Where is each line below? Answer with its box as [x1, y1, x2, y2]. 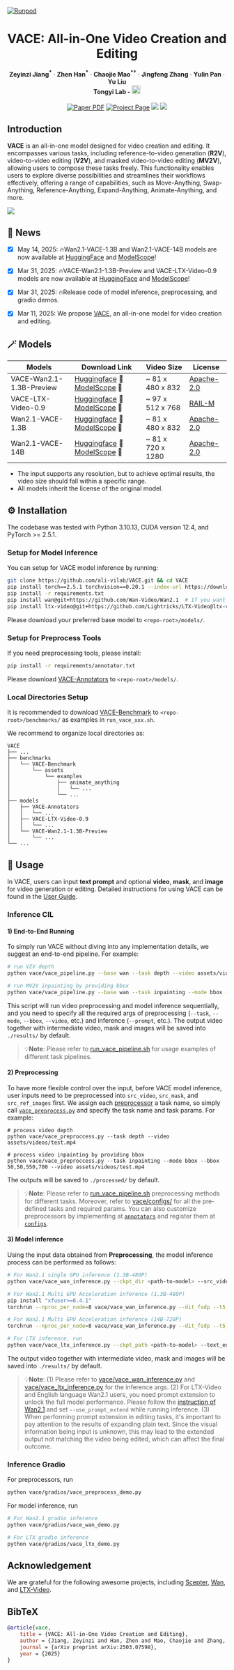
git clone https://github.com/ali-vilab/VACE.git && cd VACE [7, 577, 189, 585]
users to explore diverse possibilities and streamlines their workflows [7, 171, 205, 180]
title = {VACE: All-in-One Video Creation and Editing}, [19, 1631, 189, 1638]
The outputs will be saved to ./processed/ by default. [7, 1175, 160, 1184]
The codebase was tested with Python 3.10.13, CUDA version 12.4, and [7, 523, 209, 532]
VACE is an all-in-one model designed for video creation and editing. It [7, 141, 210, 150]
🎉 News [7, 226, 41, 238]
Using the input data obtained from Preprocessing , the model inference [7, 1251, 214, 1259]
